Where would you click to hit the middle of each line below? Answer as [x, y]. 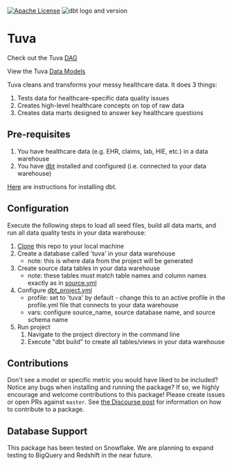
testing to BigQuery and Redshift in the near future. [80, 455]
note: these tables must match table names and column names [117, 275]
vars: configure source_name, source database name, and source [122, 312]
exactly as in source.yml [62, 283]
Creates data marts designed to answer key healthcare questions [110, 113]
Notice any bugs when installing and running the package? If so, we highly [113, 387]
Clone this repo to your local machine [71, 246]
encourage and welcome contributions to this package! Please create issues [116, 395]
